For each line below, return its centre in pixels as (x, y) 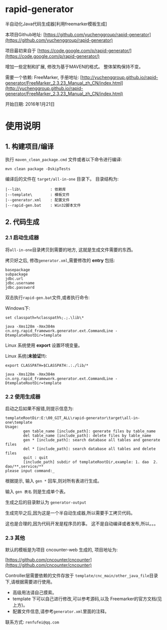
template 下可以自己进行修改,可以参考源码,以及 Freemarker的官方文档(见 (87, 599)
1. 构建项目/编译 (30, 146)
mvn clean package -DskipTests (38, 169)
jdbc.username (20, 283)
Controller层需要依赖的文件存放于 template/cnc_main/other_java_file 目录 (82, 576)
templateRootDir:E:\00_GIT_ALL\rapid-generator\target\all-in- (73, 418)
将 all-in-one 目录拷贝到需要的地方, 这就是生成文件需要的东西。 (70, 250)
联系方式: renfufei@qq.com (32, 622)
